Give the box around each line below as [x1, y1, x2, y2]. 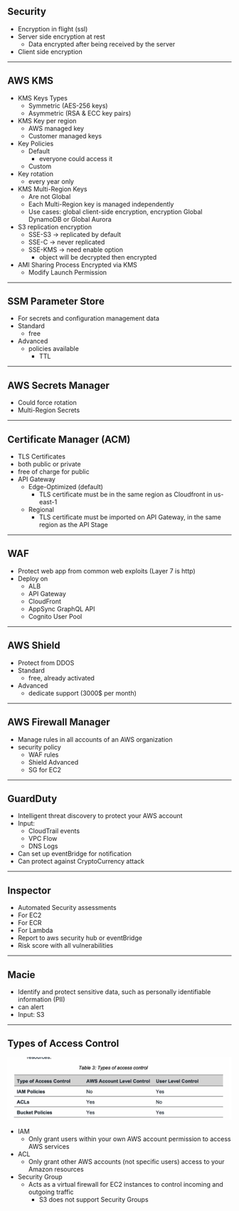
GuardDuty [7, 792, 58, 804]
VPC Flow [28, 834, 58, 843]
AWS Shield [7, 640, 60, 652]
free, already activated [28, 673, 95, 682]
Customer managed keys [28, 131, 102, 140]
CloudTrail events [28, 827, 80, 835]
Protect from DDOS [17, 658, 75, 667]
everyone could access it [38, 154, 113, 163]
